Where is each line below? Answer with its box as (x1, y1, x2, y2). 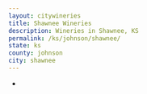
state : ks (8, 42, 42, 50)
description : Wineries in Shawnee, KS (8, 27, 139, 35)
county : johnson (8, 49, 63, 57)
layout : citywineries (8, 11, 82, 20)
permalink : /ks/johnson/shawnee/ (8, 34, 121, 43)
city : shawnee (8, 57, 57, 65)
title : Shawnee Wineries (8, 19, 92, 27)
